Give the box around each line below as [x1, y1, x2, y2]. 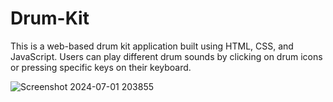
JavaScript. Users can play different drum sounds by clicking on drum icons [10, 50, 323, 62]
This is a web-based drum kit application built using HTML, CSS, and [10, 40, 294, 52]
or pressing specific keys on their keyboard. [10, 61, 192, 73]
